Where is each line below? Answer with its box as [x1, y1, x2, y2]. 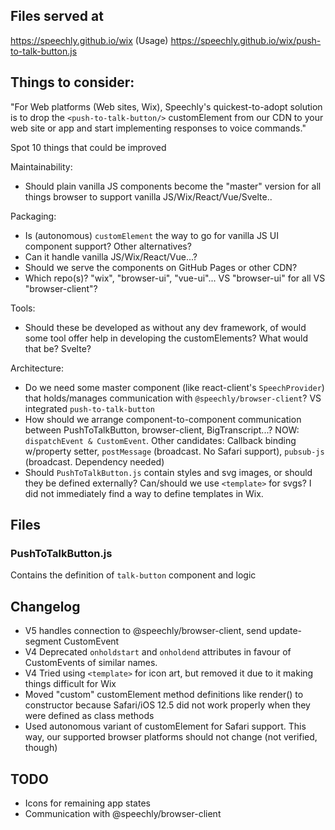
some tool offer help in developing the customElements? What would [24, 332, 308, 344]
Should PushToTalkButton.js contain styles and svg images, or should [24, 466, 313, 478]
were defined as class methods [24, 710, 155, 722]
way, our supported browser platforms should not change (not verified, [24, 731, 318, 743]
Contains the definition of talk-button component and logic [10, 569, 257, 581]
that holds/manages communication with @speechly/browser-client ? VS [24, 392, 322, 404]
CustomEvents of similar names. [24, 657, 158, 669]
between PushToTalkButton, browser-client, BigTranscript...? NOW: [24, 424, 300, 436]
